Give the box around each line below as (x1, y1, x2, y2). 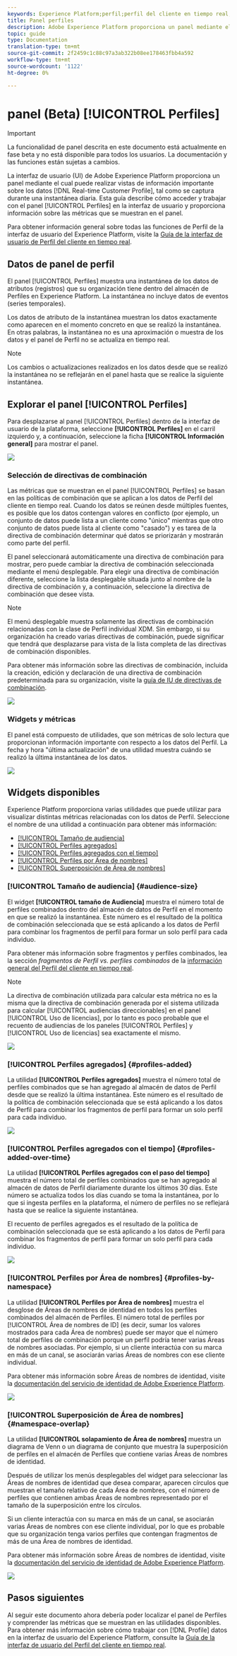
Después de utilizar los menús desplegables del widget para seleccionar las (7, 1470, 228, 1479)
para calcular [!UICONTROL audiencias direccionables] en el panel (7, 1006, 201, 1015)
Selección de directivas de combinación (7, 470, 147, 480)
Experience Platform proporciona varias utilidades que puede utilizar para (7, 805, 221, 814)
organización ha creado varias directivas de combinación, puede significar (7, 632, 224, 641)
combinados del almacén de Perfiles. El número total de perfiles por (7, 1313, 205, 1322)
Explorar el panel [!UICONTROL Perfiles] (7, 398, 188, 410)
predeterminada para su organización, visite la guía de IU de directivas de (7, 676, 222, 684)
